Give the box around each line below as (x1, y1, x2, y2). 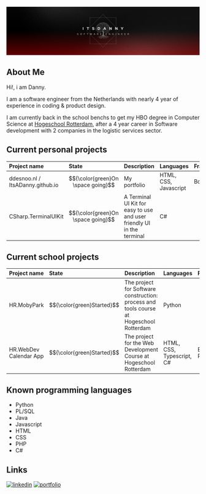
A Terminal (123, 193, 151, 200)
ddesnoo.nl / (9, 174, 41, 182)
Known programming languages (6, 385, 132, 395)
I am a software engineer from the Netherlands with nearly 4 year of (6, 95, 179, 102)
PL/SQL (15, 407, 35, 415)
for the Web (124, 339, 154, 347)
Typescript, (163, 352, 192, 360)
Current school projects (6, 252, 99, 262)
